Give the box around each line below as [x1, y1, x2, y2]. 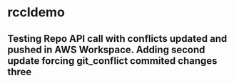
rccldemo [7, 4, 66, 21]
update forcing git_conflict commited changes [7, 55, 218, 67]
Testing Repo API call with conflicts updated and [7, 33, 228, 45]
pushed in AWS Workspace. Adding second [7, 43, 205, 55]
